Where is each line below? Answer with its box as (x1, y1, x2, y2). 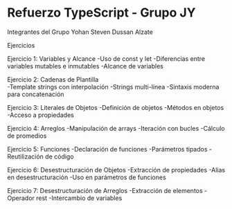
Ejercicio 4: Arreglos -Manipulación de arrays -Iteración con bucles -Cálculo (7, 124, 225, 132)
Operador (7, 194, 35, 202)
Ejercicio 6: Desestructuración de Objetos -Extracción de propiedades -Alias (7, 165, 226, 174)
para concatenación (7, 90, 64, 98)
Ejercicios (7, 41, 35, 49)
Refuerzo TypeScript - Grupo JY (7, 5, 196, 21)
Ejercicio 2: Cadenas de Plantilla (7, 75, 99, 84)
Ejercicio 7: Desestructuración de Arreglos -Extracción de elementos (7, 186, 203, 194)
